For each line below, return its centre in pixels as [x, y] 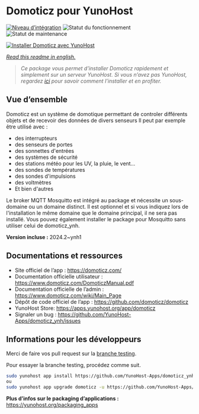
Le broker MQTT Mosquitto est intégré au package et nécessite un [87, 200]
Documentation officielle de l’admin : [59, 289]
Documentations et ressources [65, 256]
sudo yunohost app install [39, 376]
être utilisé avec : [27, 127]
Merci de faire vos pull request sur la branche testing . [71, 354]
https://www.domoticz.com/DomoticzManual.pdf [74, 283]
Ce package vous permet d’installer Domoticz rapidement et [94, 68]
